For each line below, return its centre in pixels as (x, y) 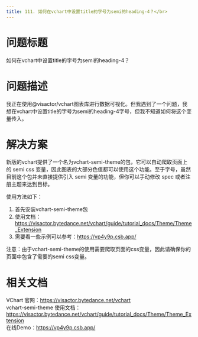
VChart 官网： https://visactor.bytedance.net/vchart (69, 300)
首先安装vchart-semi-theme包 (51, 209)
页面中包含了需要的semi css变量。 (48, 257)
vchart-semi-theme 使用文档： (43, 307)
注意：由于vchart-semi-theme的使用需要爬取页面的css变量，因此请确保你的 (98, 249)
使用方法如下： (24, 197)
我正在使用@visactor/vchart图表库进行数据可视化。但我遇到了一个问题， (94, 103)
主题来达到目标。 (32, 184)
